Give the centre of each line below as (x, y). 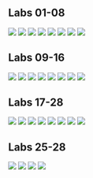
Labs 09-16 (37, 58)
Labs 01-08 (37, 13)
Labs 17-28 (36, 103)
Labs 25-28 (37, 147)
